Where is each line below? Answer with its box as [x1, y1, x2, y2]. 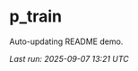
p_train [9, 6, 63, 27]
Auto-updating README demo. [9, 36, 124, 47]
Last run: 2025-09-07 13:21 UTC [9, 53, 130, 64]
